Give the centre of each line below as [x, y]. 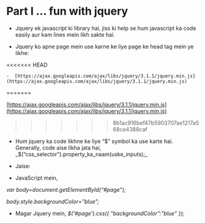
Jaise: [23, 166]
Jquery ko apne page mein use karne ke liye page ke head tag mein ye [104, 46]
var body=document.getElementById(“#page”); [66, 189]
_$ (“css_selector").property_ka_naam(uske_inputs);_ [81, 154]
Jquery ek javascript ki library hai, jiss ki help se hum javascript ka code [106, 28]
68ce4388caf [130, 129]
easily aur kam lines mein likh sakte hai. [65, 34]
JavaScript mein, [36, 178]
